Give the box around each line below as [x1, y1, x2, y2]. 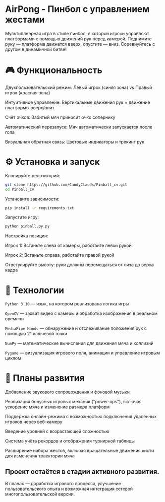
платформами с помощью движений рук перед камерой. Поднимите [5, 36, 152, 42]
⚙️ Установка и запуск [5, 156, 100, 167]
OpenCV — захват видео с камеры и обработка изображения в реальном [5, 310, 158, 316]
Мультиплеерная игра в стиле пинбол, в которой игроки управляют [5, 30, 150, 36]
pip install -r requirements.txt [5, 205, 74, 211]
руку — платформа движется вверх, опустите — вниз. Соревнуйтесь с [5, 41, 155, 47]
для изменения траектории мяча [5, 453, 75, 459]
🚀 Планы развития [5, 372, 85, 384]
